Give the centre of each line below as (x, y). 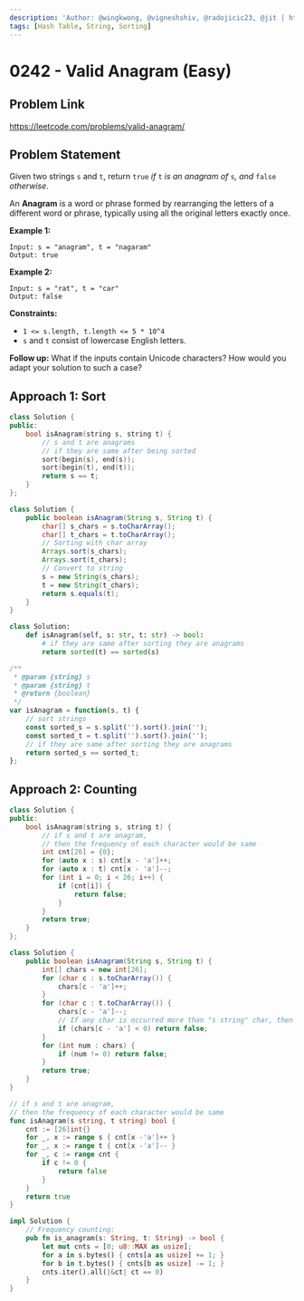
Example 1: (30, 231)
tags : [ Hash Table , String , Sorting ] (81, 26)
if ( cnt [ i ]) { (84, 886)
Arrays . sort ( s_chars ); (85, 552)
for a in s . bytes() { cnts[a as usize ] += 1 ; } (133, 1255)
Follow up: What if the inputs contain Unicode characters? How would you (148, 358)
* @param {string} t (52, 685)
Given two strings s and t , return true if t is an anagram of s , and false (143, 177)
